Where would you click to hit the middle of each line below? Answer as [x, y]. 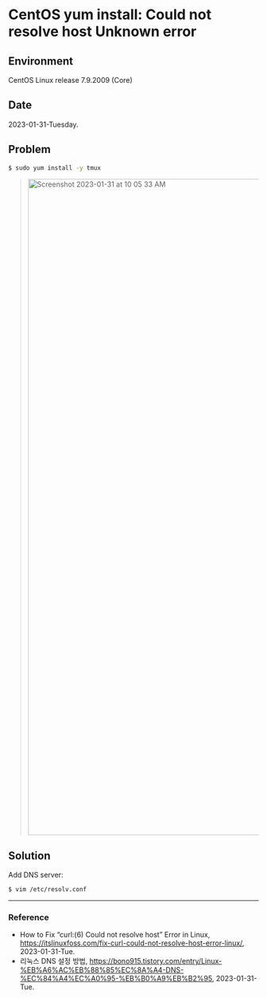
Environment [41, 61]
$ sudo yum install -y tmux [55, 168]
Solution [29, 856]
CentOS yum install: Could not [110, 15]
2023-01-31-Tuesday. [43, 124]
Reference [29, 917]
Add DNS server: [36, 875]
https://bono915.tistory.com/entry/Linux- [156, 961]
